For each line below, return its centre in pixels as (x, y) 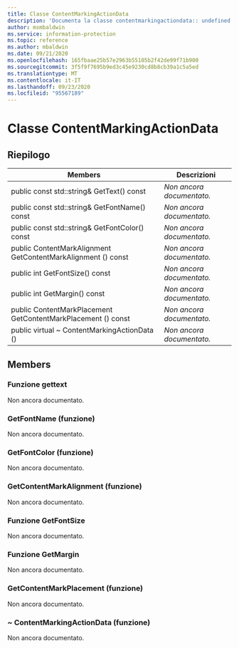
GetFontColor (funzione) (51, 453)
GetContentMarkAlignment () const (70, 257)
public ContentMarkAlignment (61, 249)
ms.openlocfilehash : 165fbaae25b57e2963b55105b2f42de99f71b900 (103, 61)
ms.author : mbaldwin (38, 47)
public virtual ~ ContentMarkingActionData (83, 330)
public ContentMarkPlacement (62, 310)
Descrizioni (196, 175)
